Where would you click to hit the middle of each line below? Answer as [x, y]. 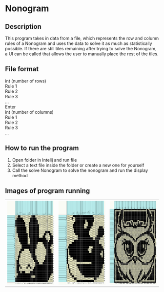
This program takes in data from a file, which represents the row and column [82, 38]
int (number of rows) [26, 81]
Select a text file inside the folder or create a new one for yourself [78, 165]
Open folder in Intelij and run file [44, 160]
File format [22, 69]
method [20, 175]
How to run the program [42, 148]
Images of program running [48, 191]
